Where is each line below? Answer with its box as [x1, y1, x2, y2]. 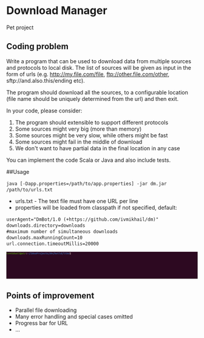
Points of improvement [6, 291, 95, 301]
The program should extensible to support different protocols [15, 119, 169, 126]
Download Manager [6, 4, 107, 18]
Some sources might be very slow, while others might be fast [15, 131, 168, 139]
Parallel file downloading [15, 306, 77, 314]
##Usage [6, 168, 30, 175]
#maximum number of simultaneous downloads [6, 229, 118, 235]
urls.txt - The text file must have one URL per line [15, 197, 138, 204]
